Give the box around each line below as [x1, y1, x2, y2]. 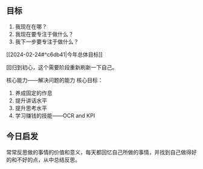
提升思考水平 [14, 104, 47, 112]
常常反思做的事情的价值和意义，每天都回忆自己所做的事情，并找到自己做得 [6, 148, 192, 156]
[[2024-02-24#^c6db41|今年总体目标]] [6, 51, 103, 58]
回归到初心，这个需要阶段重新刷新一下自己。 [6, 63, 118, 71]
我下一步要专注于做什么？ [14, 38, 79, 45]
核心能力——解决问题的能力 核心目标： [6, 76, 103, 83]
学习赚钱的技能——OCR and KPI [14, 112, 95, 119]
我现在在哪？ [14, 23, 47, 30]
